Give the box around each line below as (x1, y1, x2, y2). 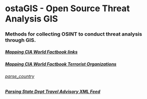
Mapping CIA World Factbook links (5, 49, 78, 55)
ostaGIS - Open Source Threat (5, 3, 130, 14)
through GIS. (5, 37, 36, 44)
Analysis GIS (5, 13, 58, 24)
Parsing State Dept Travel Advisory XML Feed (5, 89, 100, 95)
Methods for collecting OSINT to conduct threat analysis (5, 31, 142, 38)
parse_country (5, 74, 35, 79)
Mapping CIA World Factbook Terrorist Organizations (5, 61, 117, 67)
